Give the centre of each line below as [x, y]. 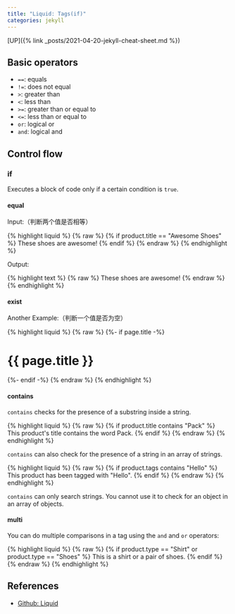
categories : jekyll [36, 20]
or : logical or [36, 124]
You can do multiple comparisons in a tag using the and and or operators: [113, 535]
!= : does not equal [44, 87]
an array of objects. [36, 504]
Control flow [35, 154]
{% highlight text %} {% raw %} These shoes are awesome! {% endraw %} [116, 278]
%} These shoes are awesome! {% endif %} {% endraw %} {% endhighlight [117, 243]
